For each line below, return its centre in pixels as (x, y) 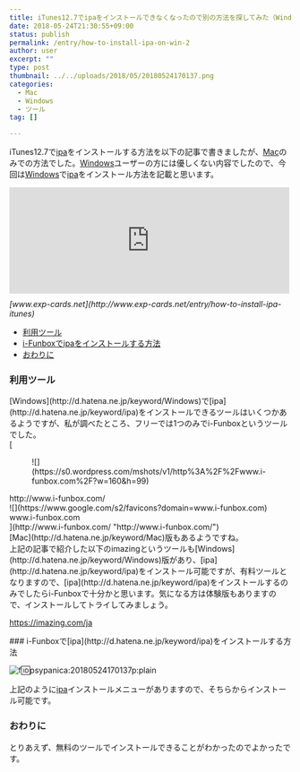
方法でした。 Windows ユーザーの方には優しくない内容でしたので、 (156, 163)
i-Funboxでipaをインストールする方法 (91, 343)
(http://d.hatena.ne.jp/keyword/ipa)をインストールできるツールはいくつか (144, 412)
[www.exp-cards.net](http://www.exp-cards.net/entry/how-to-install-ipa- (146, 305)
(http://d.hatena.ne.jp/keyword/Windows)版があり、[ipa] (113, 560)
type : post (30, 68)
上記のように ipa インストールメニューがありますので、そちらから (129, 690)
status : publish (39, 34)
